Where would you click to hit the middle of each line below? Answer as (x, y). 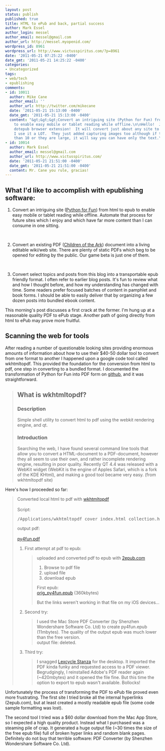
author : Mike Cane (28, 97)
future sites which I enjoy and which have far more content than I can (82, 221)
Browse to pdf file (62, 567)
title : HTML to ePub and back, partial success (55, 23)
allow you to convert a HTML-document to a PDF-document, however (88, 453)
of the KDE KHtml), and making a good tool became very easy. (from (86, 475)
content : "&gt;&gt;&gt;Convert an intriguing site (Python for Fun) (81, 120)
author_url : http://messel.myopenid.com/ (48, 42)
